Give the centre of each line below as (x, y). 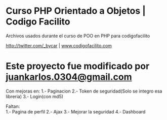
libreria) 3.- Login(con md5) (35, 96)
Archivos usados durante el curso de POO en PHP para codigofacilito (78, 36)
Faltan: (13, 106)
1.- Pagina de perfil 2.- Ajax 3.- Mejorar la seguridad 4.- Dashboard (76, 111)
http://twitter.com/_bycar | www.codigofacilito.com (59, 45)
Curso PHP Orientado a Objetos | (76, 11)
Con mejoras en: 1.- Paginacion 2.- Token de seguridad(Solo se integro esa (84, 91)
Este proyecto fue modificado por (78, 66)
